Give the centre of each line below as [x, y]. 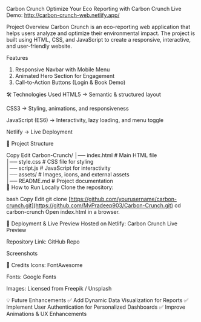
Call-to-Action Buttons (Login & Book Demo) [70, 82]
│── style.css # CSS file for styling [50, 162]
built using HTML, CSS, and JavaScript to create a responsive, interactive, [98, 40]
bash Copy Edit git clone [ [38, 199]
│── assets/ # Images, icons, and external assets [68, 174]
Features [17, 58]
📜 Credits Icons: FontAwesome [44, 265]
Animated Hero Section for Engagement [65, 76]
